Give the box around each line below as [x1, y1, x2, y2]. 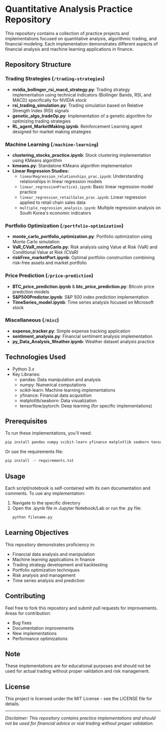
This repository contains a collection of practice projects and [5, 30, 129, 36]
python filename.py [12, 515, 53, 520]
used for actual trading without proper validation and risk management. [5, 668, 150, 674]
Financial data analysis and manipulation [12, 551, 95, 557]
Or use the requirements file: [5, 449, 63, 455]
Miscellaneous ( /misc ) [5, 317, 59, 323]
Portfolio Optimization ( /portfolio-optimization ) [5, 222, 124, 229]
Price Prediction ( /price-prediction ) [5, 272, 94, 279]
